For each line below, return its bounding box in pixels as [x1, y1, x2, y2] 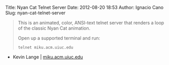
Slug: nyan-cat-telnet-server [5, 10, 66, 16]
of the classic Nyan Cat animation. [17, 25, 91, 31]
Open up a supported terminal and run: [17, 35, 100, 41]
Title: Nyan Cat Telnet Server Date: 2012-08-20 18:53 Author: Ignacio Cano [5, 5, 164, 10]
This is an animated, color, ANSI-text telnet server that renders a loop [17, 20, 164, 26]
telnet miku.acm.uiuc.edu [17, 45, 73, 50]
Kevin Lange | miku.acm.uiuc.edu [12, 54, 83, 60]
